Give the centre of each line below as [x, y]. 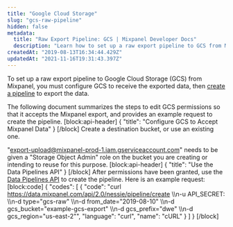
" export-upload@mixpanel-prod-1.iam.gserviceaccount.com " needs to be [113, 149]
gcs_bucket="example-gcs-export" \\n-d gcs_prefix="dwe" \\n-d [100, 208]
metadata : [21, 33]
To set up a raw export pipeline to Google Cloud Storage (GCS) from [105, 78]
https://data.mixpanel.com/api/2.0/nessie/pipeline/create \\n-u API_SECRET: [116, 194]
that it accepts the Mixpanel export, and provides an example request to [110, 114]
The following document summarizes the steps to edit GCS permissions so [114, 107]
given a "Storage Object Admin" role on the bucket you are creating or [107, 157]
